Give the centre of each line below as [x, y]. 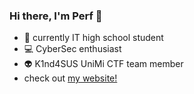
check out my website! [70, 78]
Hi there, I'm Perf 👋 [56, 16]
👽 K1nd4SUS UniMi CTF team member [103, 64]
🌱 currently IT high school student [93, 38]
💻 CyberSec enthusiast [72, 49]
